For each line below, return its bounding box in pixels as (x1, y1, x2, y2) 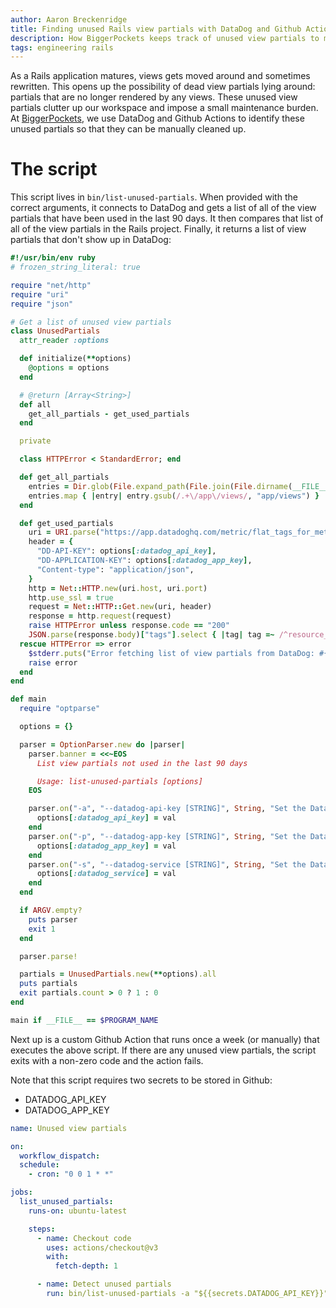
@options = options (28, 363, 110, 373)
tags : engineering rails (10, 42, 114, 53)
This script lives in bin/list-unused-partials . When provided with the (10, 191, 298, 203)
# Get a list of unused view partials (10, 317, 172, 327)
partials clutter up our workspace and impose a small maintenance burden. (10, 102, 319, 114)
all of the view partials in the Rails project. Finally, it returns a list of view (10, 223, 307, 235)
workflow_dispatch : (19, 1151, 101, 1161)
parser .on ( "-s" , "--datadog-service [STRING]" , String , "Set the (28, 859, 307, 870)
